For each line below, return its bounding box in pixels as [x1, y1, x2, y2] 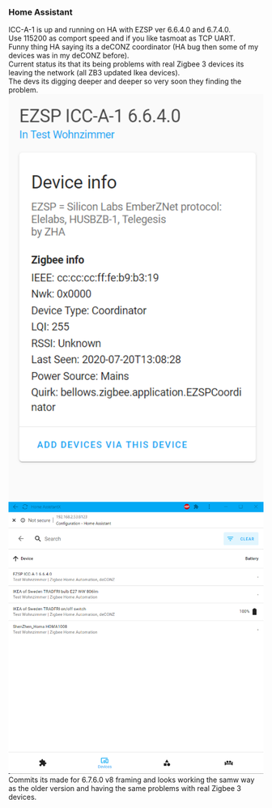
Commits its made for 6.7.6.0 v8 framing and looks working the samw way [8, 775, 255, 784]
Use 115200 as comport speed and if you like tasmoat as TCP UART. [8, 33, 236, 43]
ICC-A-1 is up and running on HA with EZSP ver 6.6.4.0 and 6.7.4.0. [8, 25, 231, 35]
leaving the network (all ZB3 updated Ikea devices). [8, 68, 181, 78]
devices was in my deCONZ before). [8, 51, 130, 61]
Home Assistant [8, 6, 73, 18]
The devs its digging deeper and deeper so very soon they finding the [8, 76, 242, 87]
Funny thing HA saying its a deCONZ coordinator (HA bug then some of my [8, 42, 259, 52]
